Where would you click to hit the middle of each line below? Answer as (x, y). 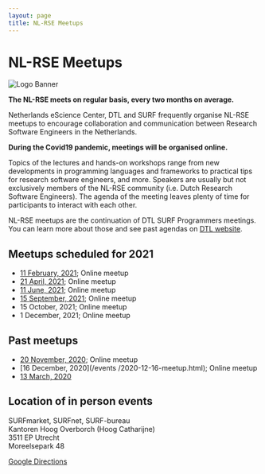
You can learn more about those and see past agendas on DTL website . (125, 229)
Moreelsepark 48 (37, 445)
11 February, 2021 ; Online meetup (74, 273)
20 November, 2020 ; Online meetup (78, 359)
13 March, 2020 (45, 377)
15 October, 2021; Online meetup (73, 307)
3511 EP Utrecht (34, 437)
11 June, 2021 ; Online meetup (68, 290)
